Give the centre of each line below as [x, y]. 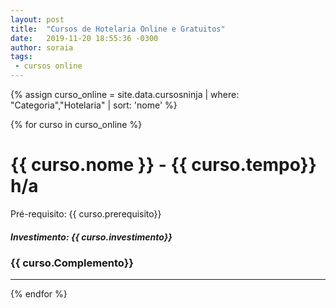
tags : [21, 57]
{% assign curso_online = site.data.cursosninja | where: [125, 94]
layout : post [37, 19]
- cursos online [48, 66]
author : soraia [42, 47]
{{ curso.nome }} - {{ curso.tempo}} [163, 165]
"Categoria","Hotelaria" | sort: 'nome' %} [94, 105]
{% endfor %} [39, 294]
